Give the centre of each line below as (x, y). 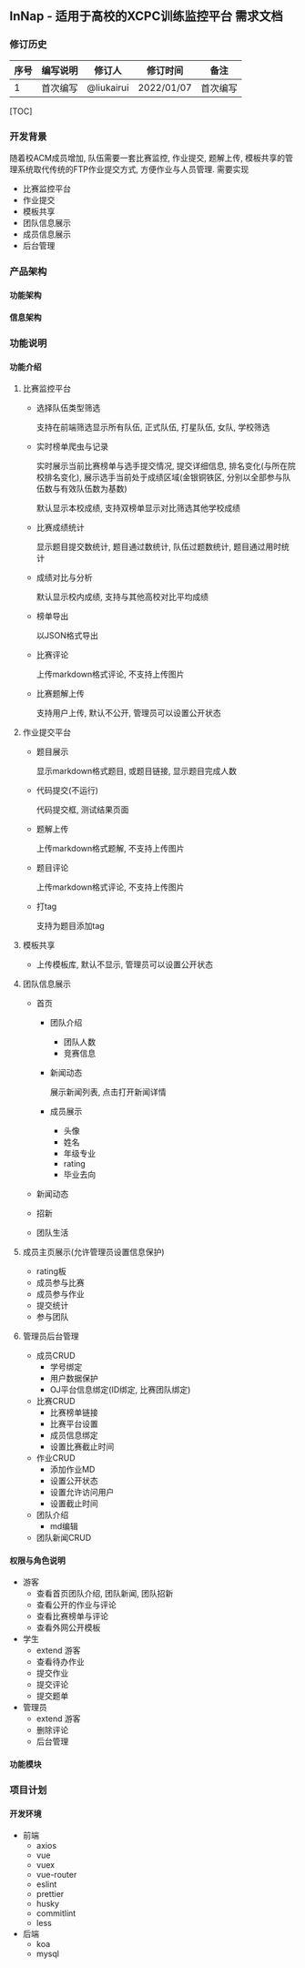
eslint (46, 1884)
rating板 (51, 1271)
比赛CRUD (56, 1402)
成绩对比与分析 (64, 577)
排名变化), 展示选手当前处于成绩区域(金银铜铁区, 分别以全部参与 (163, 477)
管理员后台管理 (51, 1336)
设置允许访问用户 (82, 1493)
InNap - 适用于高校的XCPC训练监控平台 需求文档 (147, 16)
